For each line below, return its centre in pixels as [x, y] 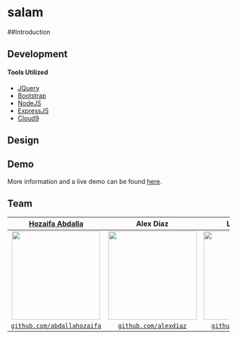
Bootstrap [32, 96]
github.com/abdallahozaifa [56, 326]
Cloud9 [28, 118]
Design [23, 140]
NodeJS [29, 103]
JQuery [29, 88]
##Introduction [29, 32]
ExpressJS [33, 110]
